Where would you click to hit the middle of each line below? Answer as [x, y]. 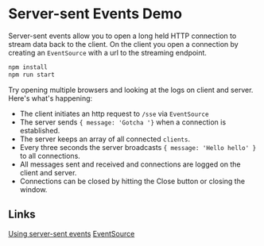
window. [33, 189]
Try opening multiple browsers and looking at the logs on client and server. [131, 90]
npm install [28, 67]
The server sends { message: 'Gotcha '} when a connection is [123, 122]
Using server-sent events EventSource [72, 233]
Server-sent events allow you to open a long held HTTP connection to [122, 36]
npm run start [32, 75]
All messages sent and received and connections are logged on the [130, 164]
